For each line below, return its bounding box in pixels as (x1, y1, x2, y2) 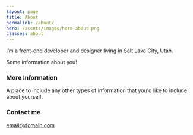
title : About (6, 14, 39, 20)
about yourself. (6, 93, 43, 101)
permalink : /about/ (6, 20, 55, 26)
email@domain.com (6, 121, 55, 128)
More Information (6, 74, 58, 82)
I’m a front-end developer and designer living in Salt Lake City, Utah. (6, 47, 173, 54)
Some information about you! (6, 59, 77, 66)
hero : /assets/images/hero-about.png (6, 25, 100, 32)
